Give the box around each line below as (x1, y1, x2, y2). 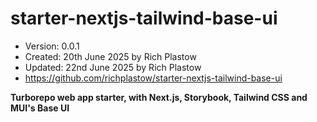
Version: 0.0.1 (24, 40, 80, 52)
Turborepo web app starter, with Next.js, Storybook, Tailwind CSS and (10, 91, 308, 103)
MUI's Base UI (10, 102, 70, 114)
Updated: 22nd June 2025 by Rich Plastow (24, 61, 202, 73)
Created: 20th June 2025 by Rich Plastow (24, 50, 197, 62)
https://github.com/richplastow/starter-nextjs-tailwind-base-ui (24, 72, 283, 84)
